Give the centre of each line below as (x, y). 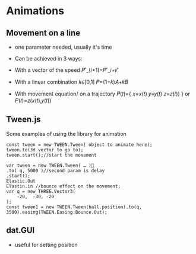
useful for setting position (46, 245)
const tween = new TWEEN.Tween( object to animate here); (79, 145)
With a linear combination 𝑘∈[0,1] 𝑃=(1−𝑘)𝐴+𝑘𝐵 (72, 82)
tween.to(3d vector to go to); (45, 150)
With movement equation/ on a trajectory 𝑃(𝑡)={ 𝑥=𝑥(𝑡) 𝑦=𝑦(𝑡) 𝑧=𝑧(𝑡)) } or (102, 94)
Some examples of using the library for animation (66, 134)
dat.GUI (20, 231)
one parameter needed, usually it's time (63, 47)
